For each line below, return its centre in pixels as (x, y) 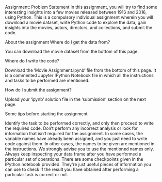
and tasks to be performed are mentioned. (47, 80)
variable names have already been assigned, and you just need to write (76, 138)
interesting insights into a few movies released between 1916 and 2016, (76, 12)
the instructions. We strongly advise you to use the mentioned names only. (80, 149)
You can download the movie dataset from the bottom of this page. (72, 51)
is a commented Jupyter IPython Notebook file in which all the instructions (79, 75)
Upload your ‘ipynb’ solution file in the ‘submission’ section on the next (76, 99)
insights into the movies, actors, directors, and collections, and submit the (79, 28)
